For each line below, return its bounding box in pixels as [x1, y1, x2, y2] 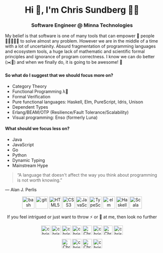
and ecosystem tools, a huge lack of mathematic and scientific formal [5, 48, 145, 54]
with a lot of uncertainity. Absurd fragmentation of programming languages [5, 44, 156, 49]
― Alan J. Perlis [5, 186, 37, 192]
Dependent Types [12, 104, 48, 110]
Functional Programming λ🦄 [12, 88, 68, 94]
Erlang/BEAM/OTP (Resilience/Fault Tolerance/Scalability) [12, 109, 129, 115]
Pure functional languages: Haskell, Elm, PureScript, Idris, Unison [12, 99, 143, 105]
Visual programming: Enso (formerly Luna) [12, 115, 98, 120]
